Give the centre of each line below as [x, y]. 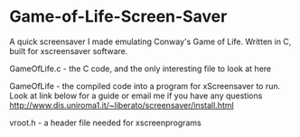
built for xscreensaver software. [69, 50]
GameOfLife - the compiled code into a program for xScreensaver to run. [145, 86]
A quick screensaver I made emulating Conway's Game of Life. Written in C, [150, 41]
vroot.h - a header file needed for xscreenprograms [105, 123]
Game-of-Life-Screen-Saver [118, 17]
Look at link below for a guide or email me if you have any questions [136, 96]
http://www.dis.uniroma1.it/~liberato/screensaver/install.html [122, 105]
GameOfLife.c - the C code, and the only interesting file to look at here [141, 68]
